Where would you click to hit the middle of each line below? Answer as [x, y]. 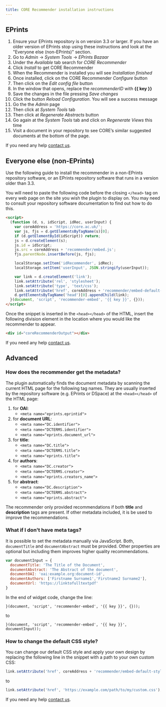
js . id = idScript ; [33, 245]
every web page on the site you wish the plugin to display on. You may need [83, 198]
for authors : [25, 461]
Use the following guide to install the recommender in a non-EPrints [74, 173]
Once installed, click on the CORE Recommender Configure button [80, 78]
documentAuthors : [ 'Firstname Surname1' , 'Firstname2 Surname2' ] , [79, 579]
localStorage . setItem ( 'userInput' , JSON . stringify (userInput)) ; [82, 268]
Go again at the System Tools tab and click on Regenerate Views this [83, 120]
